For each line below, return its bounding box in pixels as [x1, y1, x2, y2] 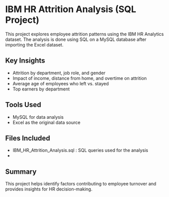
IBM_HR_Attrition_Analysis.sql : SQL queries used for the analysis [12, 147, 148, 154]
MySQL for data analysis [12, 114, 64, 120]
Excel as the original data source [12, 119, 81, 125]
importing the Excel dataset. [5, 41, 64, 47]
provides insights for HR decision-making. [5, 186, 92, 192]
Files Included [5, 134, 50, 142]
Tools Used [5, 101, 41, 109]
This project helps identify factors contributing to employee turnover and [5, 181, 156, 187]
